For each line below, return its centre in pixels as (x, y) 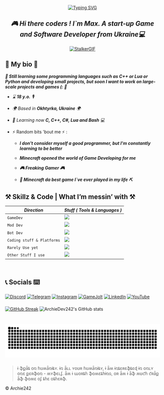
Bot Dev (15, 233)
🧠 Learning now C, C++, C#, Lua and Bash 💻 (58, 120)
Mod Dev (15, 225)
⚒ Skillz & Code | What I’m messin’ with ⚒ (70, 197)
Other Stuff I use (26, 255)
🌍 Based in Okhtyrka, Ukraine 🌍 (46, 108)
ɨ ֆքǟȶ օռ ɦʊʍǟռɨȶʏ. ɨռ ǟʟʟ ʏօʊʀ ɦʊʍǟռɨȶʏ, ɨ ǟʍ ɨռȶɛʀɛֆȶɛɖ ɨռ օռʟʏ (85, 368)
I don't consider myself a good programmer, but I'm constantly (85, 143)
